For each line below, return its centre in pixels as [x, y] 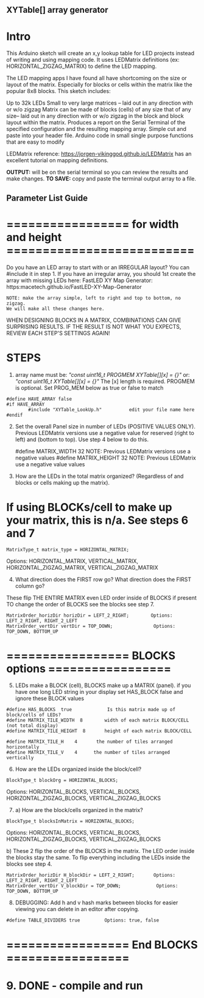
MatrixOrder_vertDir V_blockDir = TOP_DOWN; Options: [92, 886]
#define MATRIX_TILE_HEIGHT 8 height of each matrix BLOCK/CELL [99, 731]
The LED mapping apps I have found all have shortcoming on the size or [97, 78]
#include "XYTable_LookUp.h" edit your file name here [111, 409]
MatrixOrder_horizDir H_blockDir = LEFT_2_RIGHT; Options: [91, 875]
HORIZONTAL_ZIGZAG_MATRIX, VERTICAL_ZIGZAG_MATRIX [82, 567]
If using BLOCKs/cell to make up [89, 507]
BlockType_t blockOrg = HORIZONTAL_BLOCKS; [62, 780]
